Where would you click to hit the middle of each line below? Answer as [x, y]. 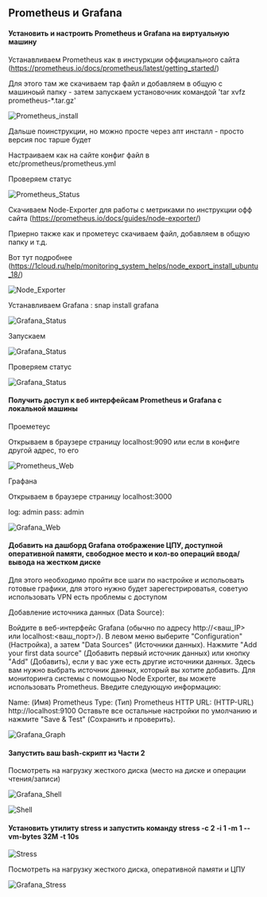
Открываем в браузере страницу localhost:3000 [90, 496]
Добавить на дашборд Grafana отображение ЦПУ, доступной [116, 546]
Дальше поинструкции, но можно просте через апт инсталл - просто [126, 131]
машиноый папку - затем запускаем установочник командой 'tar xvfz [127, 91]
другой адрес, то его [44, 450]
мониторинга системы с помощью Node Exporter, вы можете [112, 678]
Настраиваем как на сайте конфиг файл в [79, 155]
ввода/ [228, 554]
